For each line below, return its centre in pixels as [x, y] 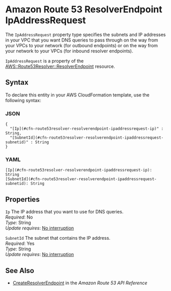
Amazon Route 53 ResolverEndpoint [84, 9]
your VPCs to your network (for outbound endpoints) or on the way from [82, 45]
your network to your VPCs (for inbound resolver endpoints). [69, 51]
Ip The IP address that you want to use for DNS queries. [65, 212]
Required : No [19, 217]
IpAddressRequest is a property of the [45, 61]
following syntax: [23, 100]
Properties [23, 199]
